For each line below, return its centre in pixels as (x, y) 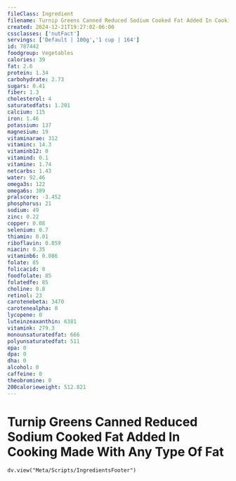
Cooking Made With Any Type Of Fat (116, 452)
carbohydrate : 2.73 (36, 79)
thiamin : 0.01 (28, 237)
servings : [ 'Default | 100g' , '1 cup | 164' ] (73, 40)
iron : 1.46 (23, 118)
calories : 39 (26, 60)
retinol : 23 (25, 295)
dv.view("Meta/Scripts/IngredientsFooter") (72, 470)
